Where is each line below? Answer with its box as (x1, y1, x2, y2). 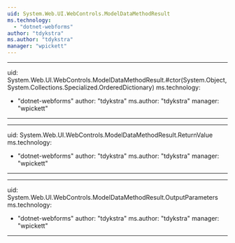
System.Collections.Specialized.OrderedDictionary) (7, 83, 155, 91)
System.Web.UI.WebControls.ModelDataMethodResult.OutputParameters (7, 193, 218, 201)
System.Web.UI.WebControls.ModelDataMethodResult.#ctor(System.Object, (7, 76, 227, 84)
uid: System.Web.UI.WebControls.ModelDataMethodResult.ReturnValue (7, 131, 213, 139)
